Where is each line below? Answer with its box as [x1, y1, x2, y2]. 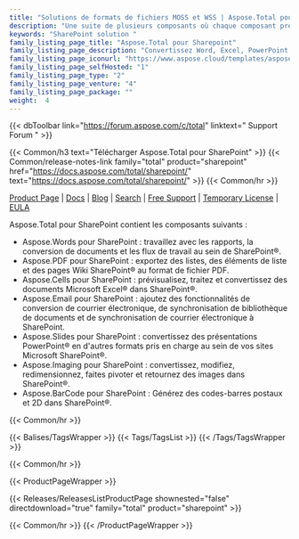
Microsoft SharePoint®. [21, 350, 108, 361]
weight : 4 [9, 95, 50, 105]
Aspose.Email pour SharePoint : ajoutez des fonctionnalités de [21, 293, 251, 304]
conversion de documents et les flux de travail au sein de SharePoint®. [21, 246, 282, 257]
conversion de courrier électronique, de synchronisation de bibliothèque [21, 303, 287, 314]
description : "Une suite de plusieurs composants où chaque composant [9, 21, 277, 30]
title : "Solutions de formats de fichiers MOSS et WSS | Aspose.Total [9, 12, 277, 22]
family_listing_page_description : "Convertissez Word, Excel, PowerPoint [9, 46, 289, 55]
